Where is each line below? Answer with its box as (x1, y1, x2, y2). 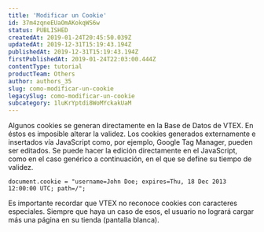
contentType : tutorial (8, 63, 82, 71)
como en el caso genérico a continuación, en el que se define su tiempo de (8, 154, 252, 164)
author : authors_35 (8, 77, 72, 85)
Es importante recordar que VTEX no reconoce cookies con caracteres (8, 198, 238, 208)
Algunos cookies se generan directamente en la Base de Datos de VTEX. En (8, 121, 254, 131)
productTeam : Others (8, 70, 76, 78)
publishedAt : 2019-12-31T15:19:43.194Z (8, 48, 139, 56)
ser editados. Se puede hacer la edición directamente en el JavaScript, (8, 146, 238, 156)
